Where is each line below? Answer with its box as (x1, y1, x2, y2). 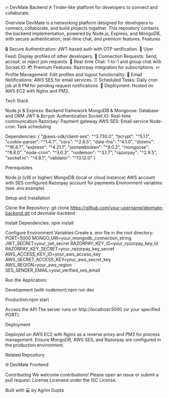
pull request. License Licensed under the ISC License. (5, 377, 117, 383)
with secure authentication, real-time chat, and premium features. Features (5, 36, 160, 42)
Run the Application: (5, 277, 47, 283)
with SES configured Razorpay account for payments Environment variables (5, 180, 162, 186)
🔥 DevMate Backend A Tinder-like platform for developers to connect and (5, 5, 158, 10)
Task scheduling (17, 124, 51, 129)
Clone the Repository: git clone (5, 205, 69, 211)
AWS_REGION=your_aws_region (5, 262, 72, 268)
